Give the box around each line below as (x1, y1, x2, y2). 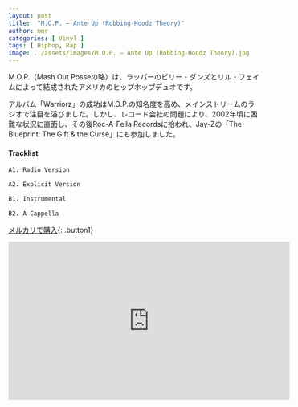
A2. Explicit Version (8, 181, 81, 189)
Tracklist (8, 148, 39, 157)
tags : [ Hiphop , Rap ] (8, 42, 84, 50)
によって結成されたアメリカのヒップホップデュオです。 (14, 82, 197, 92)
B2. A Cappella (8, 210, 59, 218)
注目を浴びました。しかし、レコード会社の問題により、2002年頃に (29, 109, 251, 119)
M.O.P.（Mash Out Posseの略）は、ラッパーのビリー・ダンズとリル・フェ (8, 72, 253, 81)
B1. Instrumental (8, 194, 67, 203)
